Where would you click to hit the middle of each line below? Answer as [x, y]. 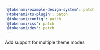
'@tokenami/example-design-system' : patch [50, 10]
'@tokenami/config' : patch [33, 19]
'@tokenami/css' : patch [30, 24]
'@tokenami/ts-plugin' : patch [37, 14]
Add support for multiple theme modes [45, 42]
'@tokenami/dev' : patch [30, 28]
